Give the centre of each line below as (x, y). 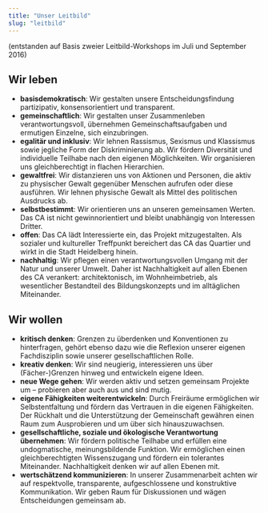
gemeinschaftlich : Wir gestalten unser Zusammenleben (112, 116)
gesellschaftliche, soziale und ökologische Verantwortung (119, 432)
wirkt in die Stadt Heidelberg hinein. (79, 252)
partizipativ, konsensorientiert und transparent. (97, 107)
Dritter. (31, 226)
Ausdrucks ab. (44, 201)
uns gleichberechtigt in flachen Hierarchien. (92, 167)
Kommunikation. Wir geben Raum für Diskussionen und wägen (123, 492)
